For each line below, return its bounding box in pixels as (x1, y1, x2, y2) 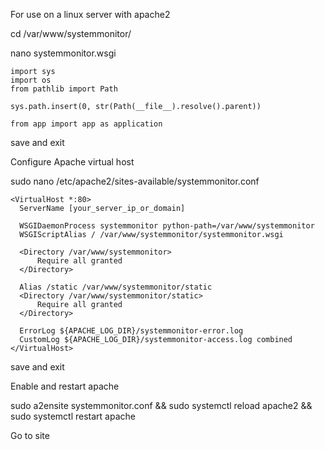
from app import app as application (10, 119, 163, 129)
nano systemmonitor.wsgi (10, 47, 117, 59)
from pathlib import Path (10, 84, 118, 94)
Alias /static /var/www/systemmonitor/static (19, 282, 213, 292)
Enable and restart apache (10, 380, 120, 392)
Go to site (10, 430, 50, 441)
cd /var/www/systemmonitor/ (10, 28, 132, 39)
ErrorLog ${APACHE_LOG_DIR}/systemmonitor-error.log (19, 326, 244, 336)
